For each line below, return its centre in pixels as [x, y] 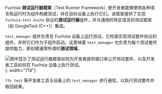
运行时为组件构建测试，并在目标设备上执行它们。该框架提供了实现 [80, 14]
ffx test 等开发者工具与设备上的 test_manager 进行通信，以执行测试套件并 [80, 80]
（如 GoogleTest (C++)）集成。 [36, 26]
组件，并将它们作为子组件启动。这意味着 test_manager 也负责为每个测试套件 [81, 42]
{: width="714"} [21, 70]
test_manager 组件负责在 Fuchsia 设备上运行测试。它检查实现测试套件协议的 [81, 36]
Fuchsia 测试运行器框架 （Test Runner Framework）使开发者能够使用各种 [78, 8]
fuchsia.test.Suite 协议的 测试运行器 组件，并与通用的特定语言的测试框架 [79, 20]
